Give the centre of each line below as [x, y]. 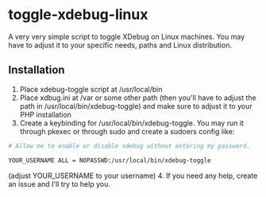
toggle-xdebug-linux [78, 15]
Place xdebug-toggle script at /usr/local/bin [91, 89]
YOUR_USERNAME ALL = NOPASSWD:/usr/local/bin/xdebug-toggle [110, 160]
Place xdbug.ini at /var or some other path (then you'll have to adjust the [138, 98]
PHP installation [45, 114]
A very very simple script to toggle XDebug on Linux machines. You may [126, 37]
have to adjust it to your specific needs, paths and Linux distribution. [120, 44]
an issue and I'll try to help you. [60, 183]
